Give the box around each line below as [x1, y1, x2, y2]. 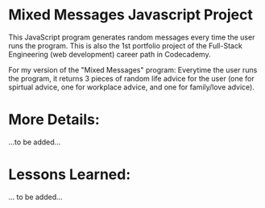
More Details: [8, 110, 101, 129]
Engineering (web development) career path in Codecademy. [8, 49, 211, 59]
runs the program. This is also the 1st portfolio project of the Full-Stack [8, 40, 243, 50]
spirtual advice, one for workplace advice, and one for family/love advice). [8, 82, 255, 92]
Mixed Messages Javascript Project [8, 6, 254, 24]
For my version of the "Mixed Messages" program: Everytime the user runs [8, 64, 258, 74]
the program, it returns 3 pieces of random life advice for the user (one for [8, 73, 255, 83]
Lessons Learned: [8, 165, 131, 184]
